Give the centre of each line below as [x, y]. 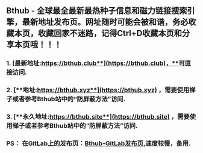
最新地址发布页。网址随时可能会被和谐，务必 [105, 22]
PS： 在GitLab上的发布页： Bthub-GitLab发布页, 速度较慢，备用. [98, 143]
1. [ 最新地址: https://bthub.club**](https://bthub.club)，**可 [96, 63]
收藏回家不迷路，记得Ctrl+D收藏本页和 [110, 33]
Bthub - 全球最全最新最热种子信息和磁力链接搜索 [97, 11]
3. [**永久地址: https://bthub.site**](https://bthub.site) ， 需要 [98, 117]
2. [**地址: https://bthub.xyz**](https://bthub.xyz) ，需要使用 [98, 90]
